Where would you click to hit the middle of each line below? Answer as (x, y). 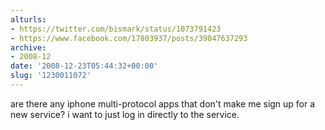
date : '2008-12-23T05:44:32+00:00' (84, 66)
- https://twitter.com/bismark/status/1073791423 (116, 29)
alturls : (28, 19)
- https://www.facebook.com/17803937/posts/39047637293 (129, 38)
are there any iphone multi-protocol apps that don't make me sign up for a (163, 103)
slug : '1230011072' (51, 76)
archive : (28, 47)
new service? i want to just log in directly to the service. (125, 114)
